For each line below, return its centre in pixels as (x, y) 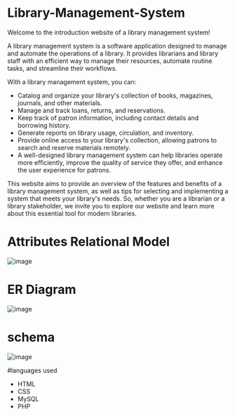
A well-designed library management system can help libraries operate (120, 155)
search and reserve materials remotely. (74, 147)
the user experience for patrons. (64, 170)
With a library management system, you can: (72, 81)
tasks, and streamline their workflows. (62, 68)
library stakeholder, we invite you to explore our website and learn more (111, 206)
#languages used (32, 370)
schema (31, 337)
